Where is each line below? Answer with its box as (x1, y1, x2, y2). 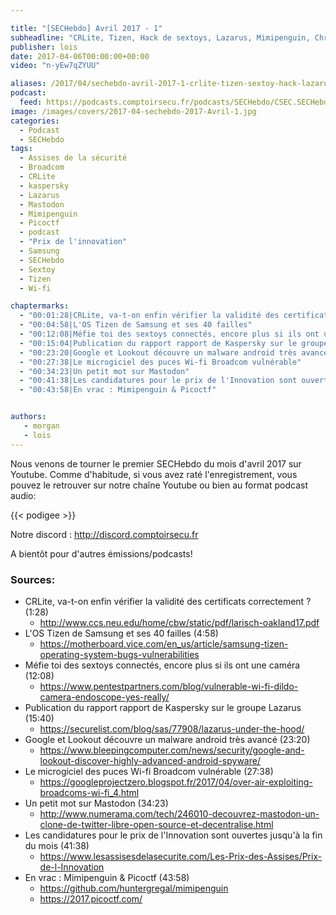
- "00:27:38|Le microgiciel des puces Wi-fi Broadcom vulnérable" (19, 357, 302, 367)
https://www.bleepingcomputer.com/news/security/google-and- (39, 744, 305, 756)
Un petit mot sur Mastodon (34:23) (24, 797, 169, 809)
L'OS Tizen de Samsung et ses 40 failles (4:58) (24, 627, 219, 639)
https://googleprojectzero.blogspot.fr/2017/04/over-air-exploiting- (39, 776, 313, 788)
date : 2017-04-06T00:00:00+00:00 (10, 51, 150, 61)
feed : (19, 97, 43, 107)
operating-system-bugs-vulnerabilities (39, 648, 200, 660)
